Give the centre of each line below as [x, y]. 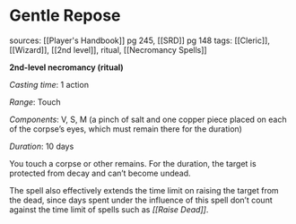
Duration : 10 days [42, 146]
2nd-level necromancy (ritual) [66, 67]
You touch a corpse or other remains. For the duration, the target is [133, 163]
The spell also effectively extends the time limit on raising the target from [144, 190]
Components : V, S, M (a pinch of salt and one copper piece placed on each [148, 119]
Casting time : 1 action [49, 84]
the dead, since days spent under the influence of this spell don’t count [141, 200]
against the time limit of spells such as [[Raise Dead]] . [109, 209]
